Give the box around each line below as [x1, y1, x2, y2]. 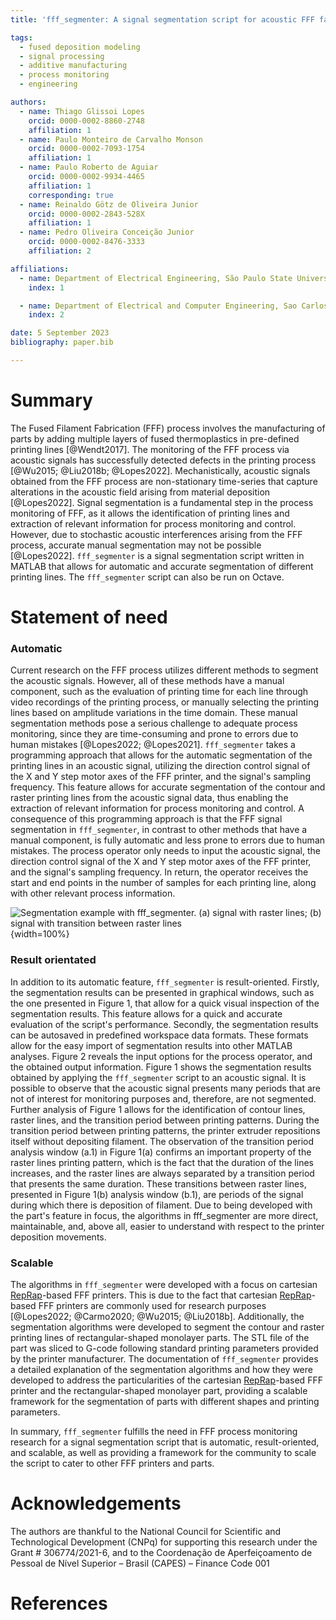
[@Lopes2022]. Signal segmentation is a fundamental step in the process [10, 496, 314, 508]
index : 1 [28, 282, 65, 293]
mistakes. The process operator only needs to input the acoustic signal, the [10, 845, 321, 857]
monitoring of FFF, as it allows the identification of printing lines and [10, 507, 290, 519]
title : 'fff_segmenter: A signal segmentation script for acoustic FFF [10, 14, 315, 25]
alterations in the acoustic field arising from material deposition [10, 486, 271, 498]
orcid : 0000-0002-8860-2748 [28, 116, 145, 126]
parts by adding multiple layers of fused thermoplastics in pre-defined [10, 432, 300, 445]
